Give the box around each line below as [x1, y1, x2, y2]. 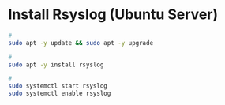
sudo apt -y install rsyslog [8, 61, 104, 69]
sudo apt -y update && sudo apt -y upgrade [8, 39, 154, 47]
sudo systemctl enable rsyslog [8, 89, 111, 98]
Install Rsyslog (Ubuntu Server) [8, 6, 219, 24]
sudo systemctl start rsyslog [8, 82, 108, 90]
